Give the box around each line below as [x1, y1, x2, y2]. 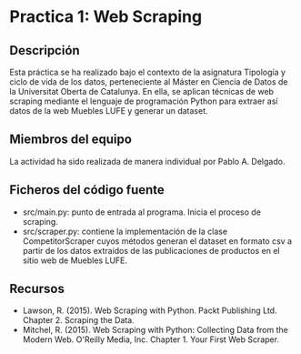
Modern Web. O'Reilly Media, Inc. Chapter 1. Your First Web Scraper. [22, 334, 280, 345]
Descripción [9, 43, 80, 58]
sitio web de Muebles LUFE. [22, 255, 128, 266]
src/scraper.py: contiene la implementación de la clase [22, 226, 228, 237]
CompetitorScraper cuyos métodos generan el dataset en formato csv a [22, 235, 293, 247]
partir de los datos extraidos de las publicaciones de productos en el [22, 245, 280, 256]
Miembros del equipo [9, 132, 132, 147]
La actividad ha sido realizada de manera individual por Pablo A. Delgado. [9, 156, 286, 167]
